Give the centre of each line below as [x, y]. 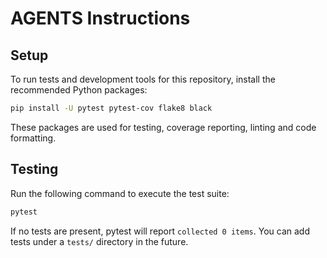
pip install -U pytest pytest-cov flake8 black [111, 108]
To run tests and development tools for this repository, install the [143, 79]
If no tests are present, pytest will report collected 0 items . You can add [160, 231]
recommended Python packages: [79, 90]
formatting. [33, 138]
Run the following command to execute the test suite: [120, 193]
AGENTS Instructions [100, 18]
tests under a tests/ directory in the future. [99, 241]
